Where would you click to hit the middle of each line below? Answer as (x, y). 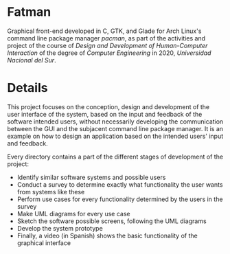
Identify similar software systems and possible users (91, 177)
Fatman (29, 12)
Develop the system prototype (60, 228)
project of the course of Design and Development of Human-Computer (107, 45)
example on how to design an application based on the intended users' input (115, 136)
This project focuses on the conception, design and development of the (108, 106)
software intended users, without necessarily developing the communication (115, 122)
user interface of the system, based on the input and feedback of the (105, 114)
